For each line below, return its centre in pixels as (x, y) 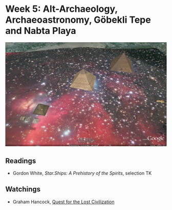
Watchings (23, 189)
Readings (21, 161)
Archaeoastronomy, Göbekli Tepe (78, 20)
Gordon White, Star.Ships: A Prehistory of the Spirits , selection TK (82, 173)
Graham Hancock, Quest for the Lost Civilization (63, 202)
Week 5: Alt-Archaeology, (61, 9)
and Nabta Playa (41, 31)
